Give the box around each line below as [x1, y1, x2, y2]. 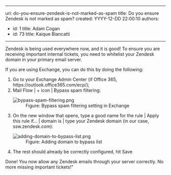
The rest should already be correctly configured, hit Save [12, 149, 133, 155]
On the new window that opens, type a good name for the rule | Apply [12, 113, 159, 118]
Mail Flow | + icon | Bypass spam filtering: [12, 87, 101, 93]
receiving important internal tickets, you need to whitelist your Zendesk [5, 51, 154, 57]
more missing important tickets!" [5, 164, 74, 170]
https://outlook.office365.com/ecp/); [12, 82, 90, 87]
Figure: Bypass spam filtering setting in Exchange [25, 103, 130, 108]
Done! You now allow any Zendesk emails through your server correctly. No [5, 159, 164, 164]
